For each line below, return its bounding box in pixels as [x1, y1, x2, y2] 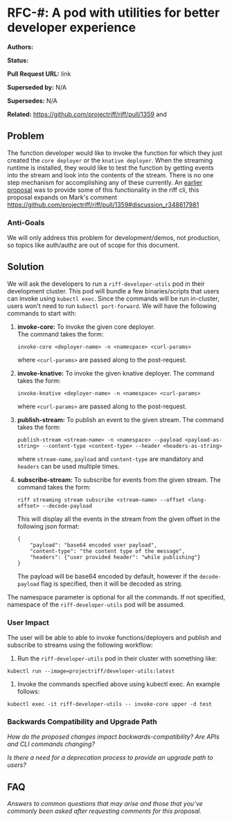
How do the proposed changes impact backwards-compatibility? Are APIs [7, 732, 220, 741]
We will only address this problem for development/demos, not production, [7, 234, 221, 242]
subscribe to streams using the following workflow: [7, 641, 154, 650]
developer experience [7, 19, 136, 35]
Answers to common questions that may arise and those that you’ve [7, 800, 203, 808]
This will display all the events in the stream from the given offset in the [17, 515, 220, 523]
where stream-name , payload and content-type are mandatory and [17, 454, 204, 463]
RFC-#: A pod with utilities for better [7, 5, 220, 21]
